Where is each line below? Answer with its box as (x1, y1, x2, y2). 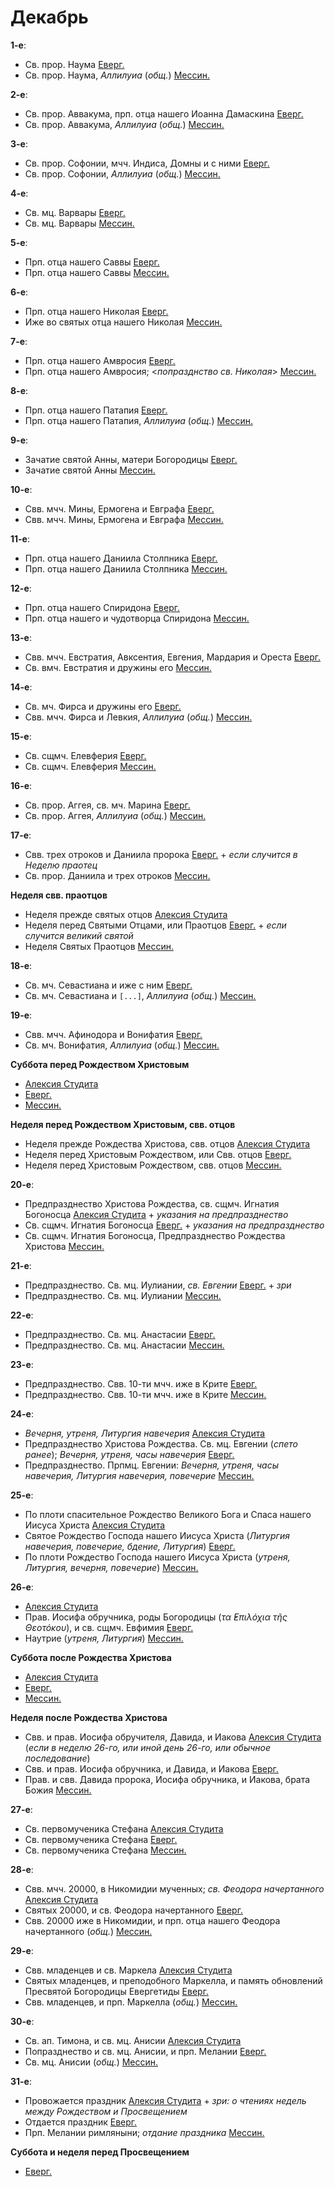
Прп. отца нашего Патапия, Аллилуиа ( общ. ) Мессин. (24, 414, 253, 426)
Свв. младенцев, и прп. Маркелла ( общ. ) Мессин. (24, 1996, 238, 2008)
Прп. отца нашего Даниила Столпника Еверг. (24, 552, 218, 564)
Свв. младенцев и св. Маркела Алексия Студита (24, 1964, 233, 1976)
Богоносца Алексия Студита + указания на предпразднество (24, 1208, 289, 1220)
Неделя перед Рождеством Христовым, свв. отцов (10, 1118, 236, 1130)
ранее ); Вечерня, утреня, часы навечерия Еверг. (24, 1448, 235, 1460)
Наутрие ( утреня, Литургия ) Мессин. (24, 1632, 184, 1644)
